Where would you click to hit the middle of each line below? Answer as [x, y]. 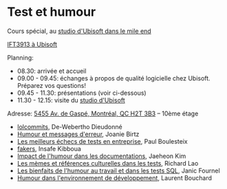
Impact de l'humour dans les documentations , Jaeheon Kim [101, 156]
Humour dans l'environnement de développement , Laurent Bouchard [114, 178]
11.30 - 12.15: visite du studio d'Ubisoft [71, 100]
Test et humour [52, 12]
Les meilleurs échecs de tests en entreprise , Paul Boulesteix [102, 141]
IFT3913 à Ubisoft [32, 44]
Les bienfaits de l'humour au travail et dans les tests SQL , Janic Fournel [118, 170]
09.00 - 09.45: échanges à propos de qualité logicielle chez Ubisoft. [114, 78]
